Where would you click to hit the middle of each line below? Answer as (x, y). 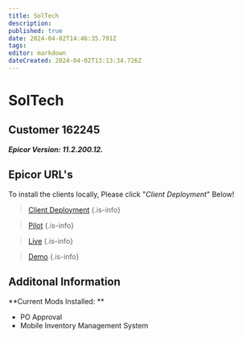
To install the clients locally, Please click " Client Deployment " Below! (121, 194)
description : (30, 23)
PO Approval (41, 317)
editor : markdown (37, 53)
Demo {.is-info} (53, 256)
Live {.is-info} (51, 241)
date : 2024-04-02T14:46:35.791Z (62, 38)
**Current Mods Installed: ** (56, 301)
